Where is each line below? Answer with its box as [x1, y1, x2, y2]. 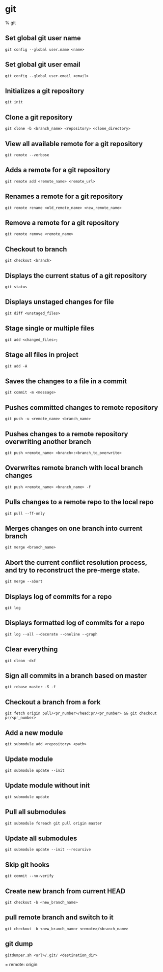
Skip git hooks [5, 860, 50, 869]
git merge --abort [5, 579, 43, 584]
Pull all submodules [5, 808, 66, 816]
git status [5, 284, 27, 290]
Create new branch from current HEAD [5, 887, 126, 895]
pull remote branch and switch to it [5, 913, 114, 922]
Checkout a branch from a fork [5, 698, 101, 706]
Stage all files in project [5, 351, 79, 359]
